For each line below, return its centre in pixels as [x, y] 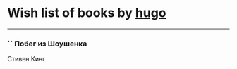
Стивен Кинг [26, 59]
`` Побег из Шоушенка [47, 44]
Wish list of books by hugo [87, 13]
